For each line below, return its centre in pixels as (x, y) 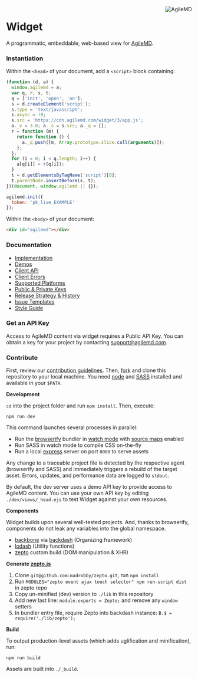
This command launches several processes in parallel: (72, 427)
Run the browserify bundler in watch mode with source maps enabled (99, 439)
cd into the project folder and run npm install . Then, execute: (80, 406)
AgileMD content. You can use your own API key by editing (77, 493)
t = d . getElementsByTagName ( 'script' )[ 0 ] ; (64, 175)
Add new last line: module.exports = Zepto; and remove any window (96, 600)
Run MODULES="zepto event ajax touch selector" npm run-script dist (100, 582)
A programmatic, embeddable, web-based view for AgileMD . (80, 43)
